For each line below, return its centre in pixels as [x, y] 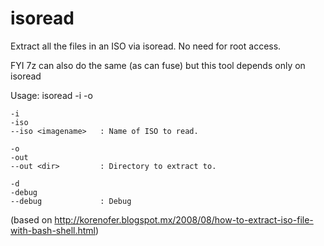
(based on [31, 219]
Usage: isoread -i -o [51, 95]
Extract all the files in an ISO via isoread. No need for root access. [146, 46]
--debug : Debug [71, 201]
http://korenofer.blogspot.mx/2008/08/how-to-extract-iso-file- [184, 219]
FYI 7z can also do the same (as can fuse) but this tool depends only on [158, 65]
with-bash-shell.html [53, 230]
